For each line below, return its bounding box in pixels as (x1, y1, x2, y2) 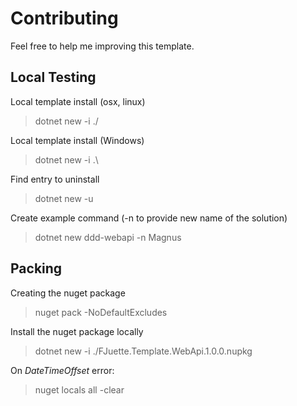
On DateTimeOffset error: (10, 364, 115, 376)
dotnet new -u (34, 192, 94, 204)
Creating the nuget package (10, 287, 126, 299)
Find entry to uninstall (10, 173, 100, 185)
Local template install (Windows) (10, 134, 145, 146)
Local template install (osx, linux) (10, 95, 146, 107)
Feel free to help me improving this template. (10, 40, 195, 52)
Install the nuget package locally (10, 325, 144, 337)
